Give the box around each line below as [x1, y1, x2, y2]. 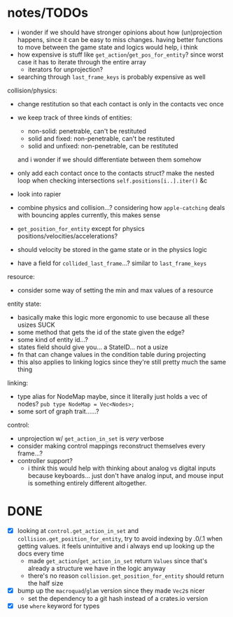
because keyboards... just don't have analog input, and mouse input [27, 471, 224, 480]
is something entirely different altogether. [27, 478, 147, 487]
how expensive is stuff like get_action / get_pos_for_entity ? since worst [17, 50, 224, 59]
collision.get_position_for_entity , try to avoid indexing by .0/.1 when [17, 534, 223, 543]
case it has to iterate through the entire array [17, 57, 147, 66]
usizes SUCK [17, 320, 55, 329]
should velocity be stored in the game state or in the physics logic [17, 245, 208, 253]
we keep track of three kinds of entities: [17, 113, 133, 122]
